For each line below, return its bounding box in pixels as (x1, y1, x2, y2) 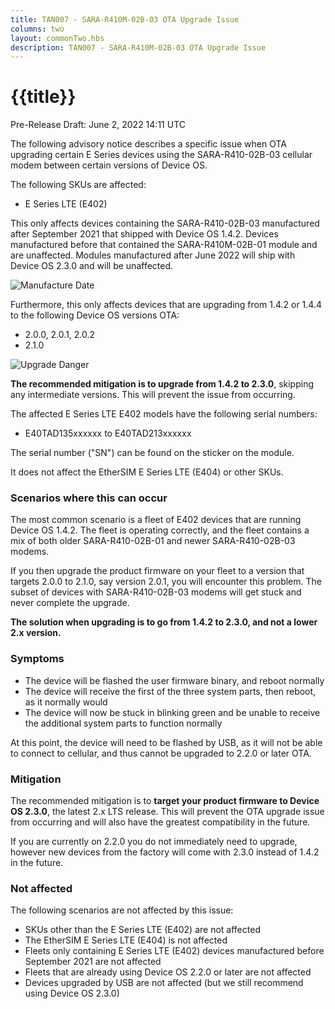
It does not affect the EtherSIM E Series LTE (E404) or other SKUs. (10, 466, 284, 478)
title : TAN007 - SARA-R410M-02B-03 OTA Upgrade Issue (10, 14, 240, 25)
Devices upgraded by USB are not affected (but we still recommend (24, 977, 304, 989)
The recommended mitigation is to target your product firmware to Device (10, 795, 320, 807)
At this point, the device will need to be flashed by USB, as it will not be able (10, 736, 323, 748)
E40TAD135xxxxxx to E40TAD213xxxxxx (24, 427, 192, 440)
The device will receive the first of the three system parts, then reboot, (24, 685, 317, 697)
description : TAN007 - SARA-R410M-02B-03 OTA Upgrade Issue (10, 42, 267, 53)
